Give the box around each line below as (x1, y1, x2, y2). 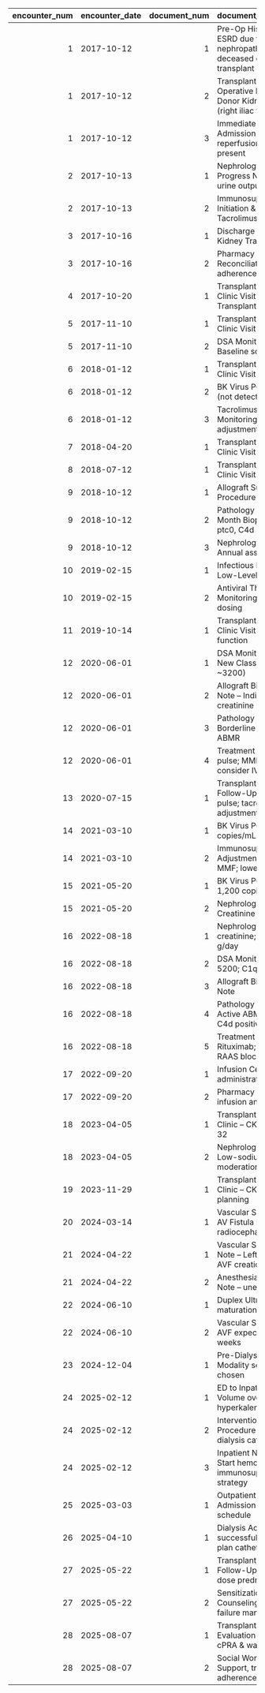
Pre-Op (216, 24, 246, 34)
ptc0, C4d (216, 525, 255, 535)
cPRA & (216, 1640, 244, 1650)
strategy (216, 1477, 248, 1488)
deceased (216, 53, 254, 64)
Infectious (216, 560, 254, 570)
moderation (216, 1161, 260, 1172)
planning (216, 1194, 250, 1205)
